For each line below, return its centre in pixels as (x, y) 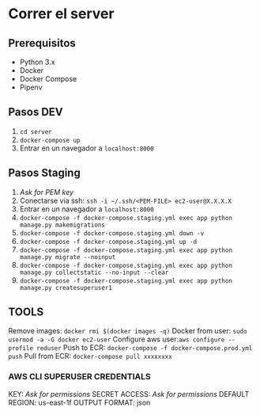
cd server (36, 131)
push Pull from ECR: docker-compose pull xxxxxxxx (90, 356)
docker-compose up (50, 140)
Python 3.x (37, 62)
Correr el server (61, 14)
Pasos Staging (44, 173)
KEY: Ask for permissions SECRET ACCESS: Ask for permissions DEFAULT (129, 394)
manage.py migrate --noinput (68, 257)
